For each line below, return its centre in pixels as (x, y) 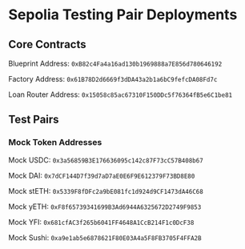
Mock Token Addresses (55, 143)
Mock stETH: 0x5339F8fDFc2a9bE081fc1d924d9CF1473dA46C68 (106, 191)
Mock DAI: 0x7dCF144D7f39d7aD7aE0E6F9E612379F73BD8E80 (102, 175)
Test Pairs (34, 120)
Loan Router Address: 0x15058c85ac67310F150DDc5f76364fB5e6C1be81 (120, 94)
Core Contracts (47, 44)
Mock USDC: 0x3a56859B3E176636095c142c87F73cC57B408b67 (106, 160)
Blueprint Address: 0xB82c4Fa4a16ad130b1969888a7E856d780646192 (115, 63)
